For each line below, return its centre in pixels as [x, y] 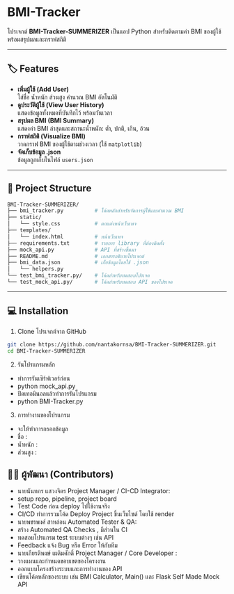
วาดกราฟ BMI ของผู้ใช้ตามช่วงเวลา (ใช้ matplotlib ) [80, 144]
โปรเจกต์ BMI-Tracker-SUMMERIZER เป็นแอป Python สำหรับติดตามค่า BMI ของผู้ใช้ [114, 31]
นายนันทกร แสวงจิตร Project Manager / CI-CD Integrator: [94, 491]
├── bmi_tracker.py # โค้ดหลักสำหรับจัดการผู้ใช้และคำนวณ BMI [96, 211]
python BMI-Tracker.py [50, 401]
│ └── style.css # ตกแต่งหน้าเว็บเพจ [72, 224]
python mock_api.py [46, 386]
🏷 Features [33, 69]
